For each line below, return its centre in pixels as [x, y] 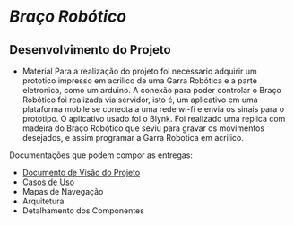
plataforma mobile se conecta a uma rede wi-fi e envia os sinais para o [153, 109]
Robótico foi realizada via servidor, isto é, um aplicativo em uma [140, 100]
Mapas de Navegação [63, 191]
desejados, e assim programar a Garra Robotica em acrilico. [133, 138]
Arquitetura [43, 201]
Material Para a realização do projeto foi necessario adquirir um [139, 71]
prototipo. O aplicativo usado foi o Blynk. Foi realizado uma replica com [154, 119]
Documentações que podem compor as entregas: [101, 155]
